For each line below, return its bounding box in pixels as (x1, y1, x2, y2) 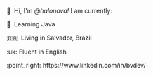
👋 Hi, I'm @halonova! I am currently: (6, 7, 113, 15)
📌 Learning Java (6, 20, 55, 28)
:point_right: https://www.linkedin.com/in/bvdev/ (6, 61, 146, 69)
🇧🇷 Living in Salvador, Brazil (6, 33, 92, 42)
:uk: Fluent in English (6, 47, 67, 56)
